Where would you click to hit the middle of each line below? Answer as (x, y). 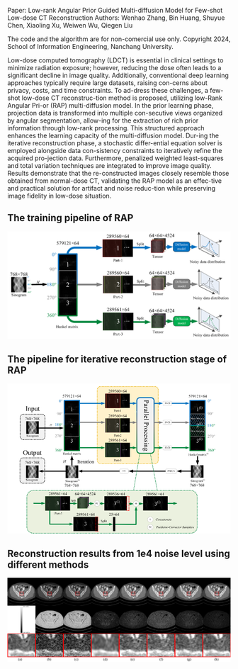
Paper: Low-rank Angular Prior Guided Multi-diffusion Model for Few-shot (115, 10)
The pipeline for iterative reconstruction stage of (117, 359)
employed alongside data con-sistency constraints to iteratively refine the (115, 151)
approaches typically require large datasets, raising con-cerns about (107, 83)
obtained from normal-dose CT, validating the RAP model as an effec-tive (114, 181)
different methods (48, 564)
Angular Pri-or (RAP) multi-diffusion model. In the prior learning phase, (110, 105)
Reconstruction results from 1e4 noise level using (119, 553)
